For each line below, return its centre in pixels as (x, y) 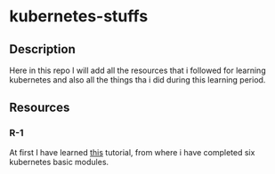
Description (42, 49)
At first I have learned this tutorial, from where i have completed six (132, 152)
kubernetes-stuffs (79, 16)
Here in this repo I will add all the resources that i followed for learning (137, 70)
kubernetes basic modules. (59, 162)
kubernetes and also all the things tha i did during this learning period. (137, 80)
